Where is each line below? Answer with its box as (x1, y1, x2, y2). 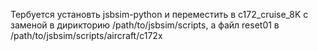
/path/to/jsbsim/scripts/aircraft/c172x (10, 30, 163, 41)
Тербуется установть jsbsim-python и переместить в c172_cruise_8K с (10, 9, 309, 20)
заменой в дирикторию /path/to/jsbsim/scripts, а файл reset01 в (10, 19, 280, 31)
